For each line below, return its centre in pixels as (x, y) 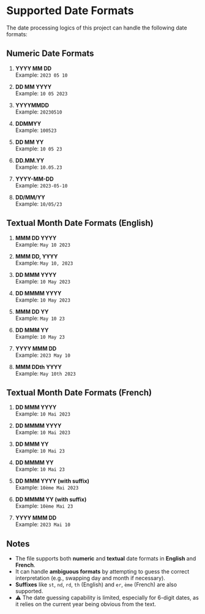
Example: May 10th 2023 (46, 373)
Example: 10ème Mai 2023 (47, 488)
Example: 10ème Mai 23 (44, 506)
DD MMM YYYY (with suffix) (52, 481)
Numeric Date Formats (50, 54)
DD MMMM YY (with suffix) (51, 499)
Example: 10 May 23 (40, 336)
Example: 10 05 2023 (41, 93)
